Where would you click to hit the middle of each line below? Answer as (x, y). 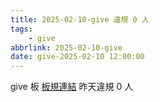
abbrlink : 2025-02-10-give (66, 47)
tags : (21, 29)
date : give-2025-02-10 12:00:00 (77, 57)
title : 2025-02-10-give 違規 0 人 (80, 19)
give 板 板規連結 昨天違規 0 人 (72, 87)
